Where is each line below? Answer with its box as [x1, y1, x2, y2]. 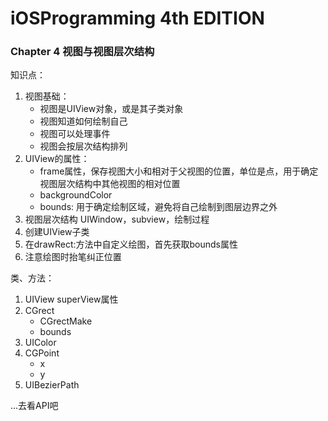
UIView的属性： [24, 153, 90, 165]
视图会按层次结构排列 [39, 140, 128, 152]
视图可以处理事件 [39, 128, 111, 140]
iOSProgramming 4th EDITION [10, 7, 265, 30]
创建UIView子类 [24, 226, 90, 238]
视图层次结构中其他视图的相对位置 [39, 178, 181, 190]
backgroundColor [39, 189, 113, 201]
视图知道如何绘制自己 [39, 115, 128, 127]
